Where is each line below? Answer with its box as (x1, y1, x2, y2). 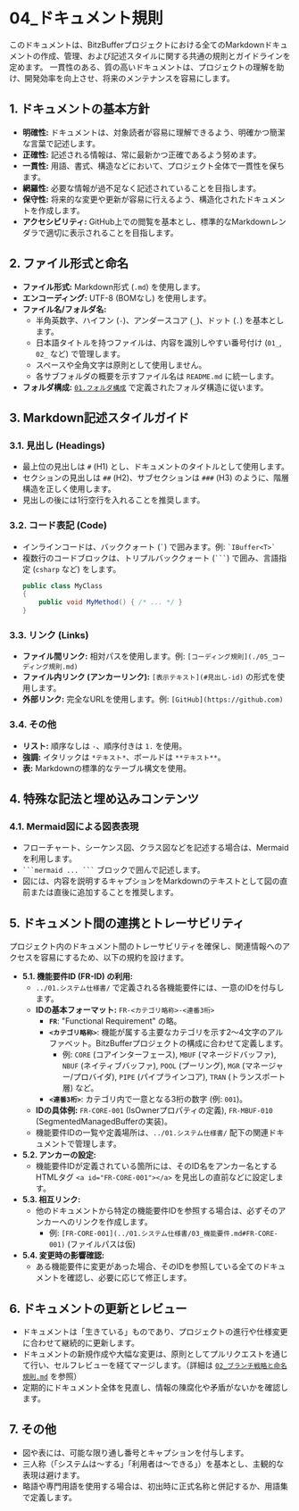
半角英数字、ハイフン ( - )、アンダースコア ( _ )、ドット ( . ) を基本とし (35, 314, 285, 326)
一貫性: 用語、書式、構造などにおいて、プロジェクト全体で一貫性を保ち (21, 160, 286, 170)
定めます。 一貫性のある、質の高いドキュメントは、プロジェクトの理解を (9, 62, 277, 72)
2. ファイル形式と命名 (9, 256, 129, 271)
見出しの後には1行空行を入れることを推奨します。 (21, 494, 205, 505)
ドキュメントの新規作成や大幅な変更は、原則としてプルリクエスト (21, 1349, 265, 1359)
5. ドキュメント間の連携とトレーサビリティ (9, 916, 245, 931)
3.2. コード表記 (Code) (9, 519, 108, 532)
